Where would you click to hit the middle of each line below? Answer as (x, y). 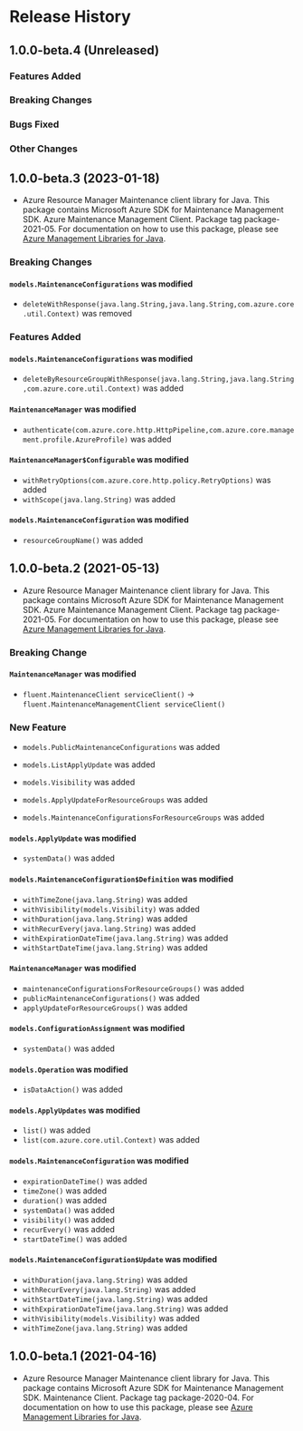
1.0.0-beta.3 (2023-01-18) (85, 178)
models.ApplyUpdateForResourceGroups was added (115, 800)
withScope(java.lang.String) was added (99, 499)
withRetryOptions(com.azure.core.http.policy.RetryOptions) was (147, 480)
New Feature (38, 727)
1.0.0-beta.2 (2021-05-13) (85, 569)
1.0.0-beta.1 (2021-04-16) (83, 1356)
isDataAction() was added (73, 1089)
